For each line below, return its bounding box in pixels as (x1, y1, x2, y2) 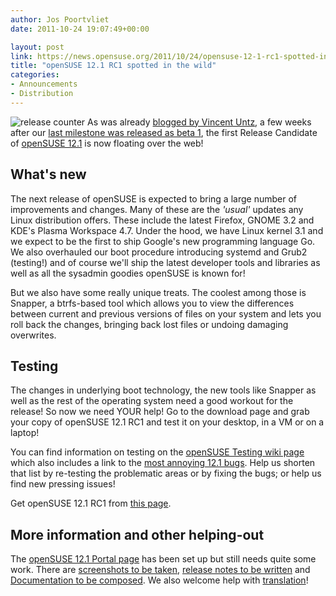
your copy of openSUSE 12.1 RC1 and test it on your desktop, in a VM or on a (10, 416, 325, 428)
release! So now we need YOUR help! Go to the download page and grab (10, 406, 310, 418)
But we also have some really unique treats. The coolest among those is (10, 286, 307, 298)
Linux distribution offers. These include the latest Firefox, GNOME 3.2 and (10, 214, 315, 226)
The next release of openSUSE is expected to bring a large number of (10, 192, 297, 205)
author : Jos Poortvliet (10, 14, 110, 25)
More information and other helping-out (10, 526, 265, 543)
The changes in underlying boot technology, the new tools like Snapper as (10, 384, 317, 396)
